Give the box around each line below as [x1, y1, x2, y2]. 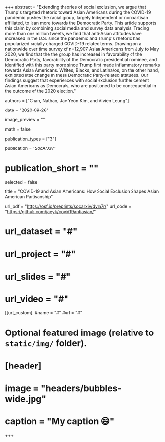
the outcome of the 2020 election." [5, 88, 76, 94]
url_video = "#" [5, 294, 69, 305]
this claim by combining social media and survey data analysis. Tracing [5, 25, 149, 31]
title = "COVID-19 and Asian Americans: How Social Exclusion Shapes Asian [5, 188, 159, 194]
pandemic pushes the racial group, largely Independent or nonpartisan [5, 15, 149, 20]
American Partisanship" [5, 193, 53, 199]
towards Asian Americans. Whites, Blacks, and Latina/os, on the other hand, [5, 67, 159, 73]
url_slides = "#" [5, 271, 71, 282]
